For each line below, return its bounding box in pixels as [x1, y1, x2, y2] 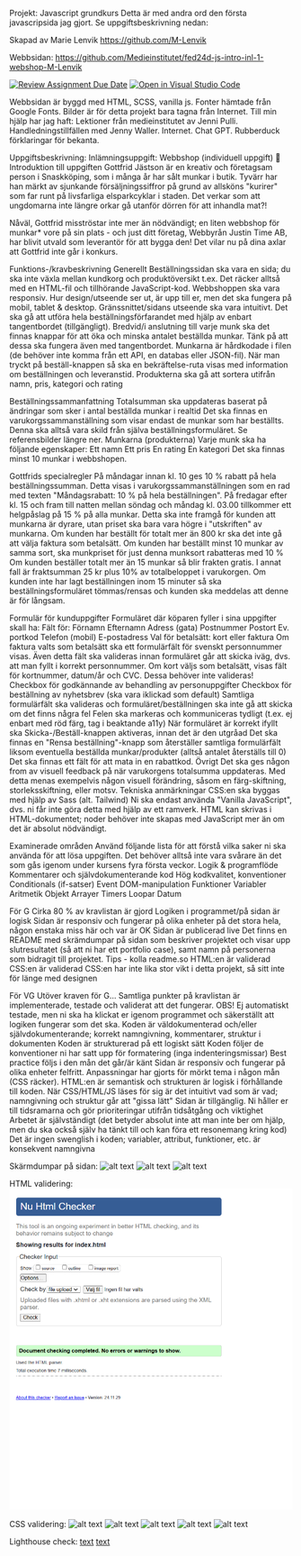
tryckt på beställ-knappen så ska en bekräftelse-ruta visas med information [9, 359, 289, 370]
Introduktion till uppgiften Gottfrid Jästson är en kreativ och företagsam [9, 162, 273, 172]
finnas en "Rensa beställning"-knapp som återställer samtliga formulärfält [9, 737, 281, 747]
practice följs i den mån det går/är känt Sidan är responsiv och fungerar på [9, 1057, 286, 1068]
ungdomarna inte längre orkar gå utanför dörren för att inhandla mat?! [9, 200, 268, 211]
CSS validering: [9, 1518, 66, 1529]
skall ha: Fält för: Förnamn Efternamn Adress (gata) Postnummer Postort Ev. [9, 622, 290, 633]
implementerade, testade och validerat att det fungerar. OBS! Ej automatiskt [9, 1000, 289, 1010]
